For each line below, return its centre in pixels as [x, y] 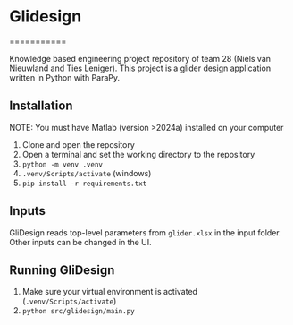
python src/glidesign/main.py [79, 312]
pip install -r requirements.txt [84, 184]
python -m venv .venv [62, 164]
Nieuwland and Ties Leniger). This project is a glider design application [140, 68]
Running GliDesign [62, 270]
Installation [41, 106]
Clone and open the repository [79, 144]
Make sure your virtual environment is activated [110, 292]
